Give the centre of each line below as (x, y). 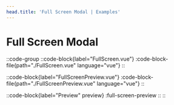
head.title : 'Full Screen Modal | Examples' (63, 12)
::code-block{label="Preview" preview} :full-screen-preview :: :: (86, 95)
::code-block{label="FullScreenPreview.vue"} (63, 77)
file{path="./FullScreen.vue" (41, 65)
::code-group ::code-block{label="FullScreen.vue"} (70, 59)
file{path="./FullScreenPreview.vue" (51, 83)
